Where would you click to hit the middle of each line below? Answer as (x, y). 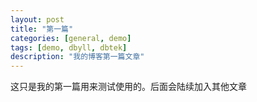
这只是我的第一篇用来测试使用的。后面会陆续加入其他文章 (128, 87)
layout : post (37, 19)
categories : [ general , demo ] (71, 38)
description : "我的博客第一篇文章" (77, 57)
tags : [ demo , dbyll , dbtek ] (69, 47)
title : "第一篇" (42, 29)
